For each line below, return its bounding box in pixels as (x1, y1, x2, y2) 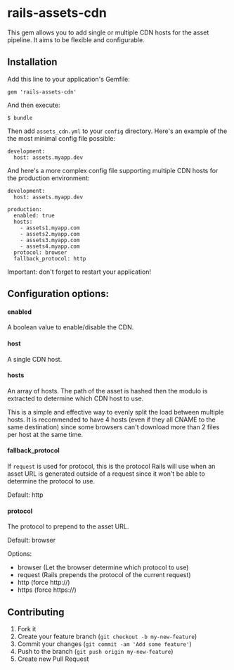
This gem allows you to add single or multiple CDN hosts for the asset (7, 28, 209, 37)
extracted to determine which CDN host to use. (7, 394, 144, 403)
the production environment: (7, 174, 90, 182)
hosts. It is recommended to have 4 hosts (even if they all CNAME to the (7, 415, 216, 424)
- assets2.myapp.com (20, 230, 80, 237)
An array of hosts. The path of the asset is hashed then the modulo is (7, 386, 208, 395)
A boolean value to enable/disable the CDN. (7, 323, 134, 331)
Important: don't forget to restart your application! (7, 267, 152, 276)
